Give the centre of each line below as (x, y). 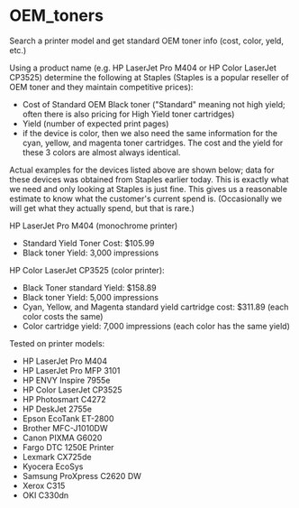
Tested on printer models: (57, 343)
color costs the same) (63, 316)
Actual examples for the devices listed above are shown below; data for (142, 170)
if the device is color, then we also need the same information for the (149, 133)
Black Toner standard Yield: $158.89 (89, 287)
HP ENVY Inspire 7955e (66, 380)
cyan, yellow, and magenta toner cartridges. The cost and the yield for (153, 143)
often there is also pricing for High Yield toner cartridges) (128, 114)
